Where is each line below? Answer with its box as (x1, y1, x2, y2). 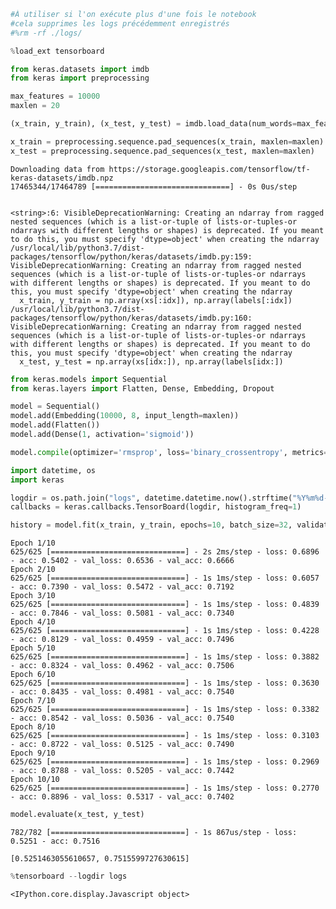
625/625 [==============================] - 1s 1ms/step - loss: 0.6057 (10, 573, 320, 584)
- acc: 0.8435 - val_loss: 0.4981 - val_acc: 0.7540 (10, 687, 235, 697)
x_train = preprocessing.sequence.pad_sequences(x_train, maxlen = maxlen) (10, 136, 325, 147)
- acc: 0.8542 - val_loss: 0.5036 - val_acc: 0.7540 (10, 713, 235, 724)
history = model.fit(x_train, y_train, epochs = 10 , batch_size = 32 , (10, 520, 293, 530)
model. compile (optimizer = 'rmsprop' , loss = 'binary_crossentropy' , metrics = (10, 447, 329, 457)
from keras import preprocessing (10, 73, 150, 84)
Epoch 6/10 (10, 670, 56, 680)
